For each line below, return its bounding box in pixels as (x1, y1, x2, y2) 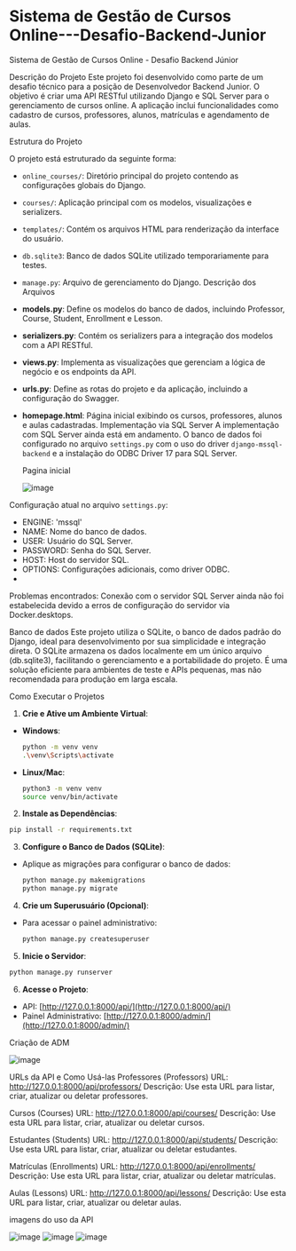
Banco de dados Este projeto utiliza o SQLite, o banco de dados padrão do (9, 626, 282, 637)
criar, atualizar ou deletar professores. (9, 1090, 149, 1101)
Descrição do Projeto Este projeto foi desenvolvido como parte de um (9, 71, 264, 82)
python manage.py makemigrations (21, 876, 146, 885)
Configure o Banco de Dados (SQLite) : (21, 842, 166, 852)
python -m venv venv (21, 742, 98, 751)
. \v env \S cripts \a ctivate (21, 750, 114, 760)
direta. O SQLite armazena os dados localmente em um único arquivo (9, 645, 263, 656)
